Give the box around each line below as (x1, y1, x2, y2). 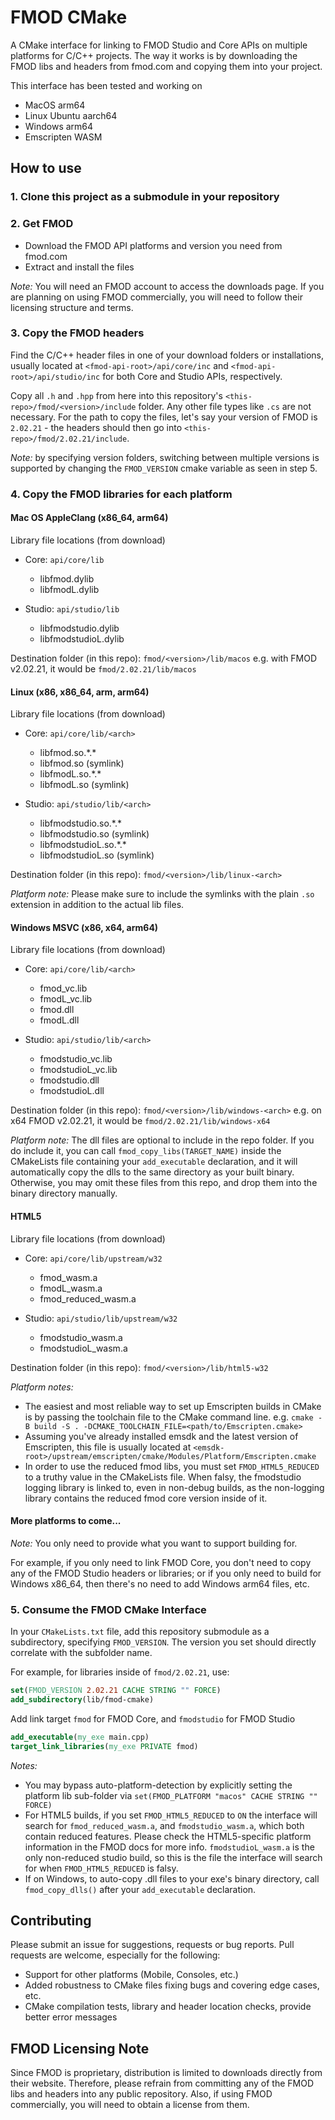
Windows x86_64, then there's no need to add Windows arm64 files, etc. (10, 1577, 310, 1590)
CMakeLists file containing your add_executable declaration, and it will (10, 1156, 298, 1168)
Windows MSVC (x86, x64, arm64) (10, 921, 159, 933)
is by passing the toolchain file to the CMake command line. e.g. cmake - (24, 1411, 323, 1423)
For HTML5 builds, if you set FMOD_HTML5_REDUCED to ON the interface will (24, 1809, 318, 1821)
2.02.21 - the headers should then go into (10, 421, 183, 433)
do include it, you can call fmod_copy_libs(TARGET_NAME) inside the (10, 1145, 282, 1157)
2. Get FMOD (10, 217, 74, 231)
